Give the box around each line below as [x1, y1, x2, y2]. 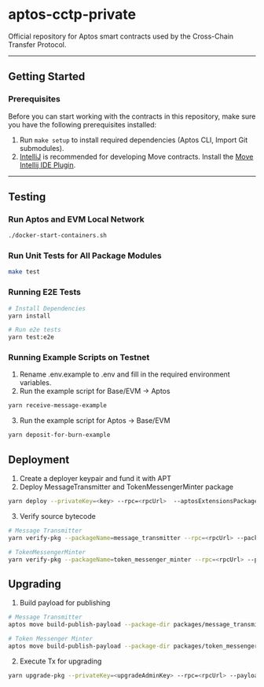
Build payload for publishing [19, 598, 111, 608]
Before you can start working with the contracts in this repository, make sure [8, 112, 256, 121]
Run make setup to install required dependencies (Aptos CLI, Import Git [19, 135, 248, 145]
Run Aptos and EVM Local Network [8, 214, 145, 225]
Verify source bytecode [19, 511, 96, 520]
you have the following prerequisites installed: [8, 119, 157, 129]
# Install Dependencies [8, 304, 86, 312]
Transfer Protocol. [8, 39, 67, 49]
